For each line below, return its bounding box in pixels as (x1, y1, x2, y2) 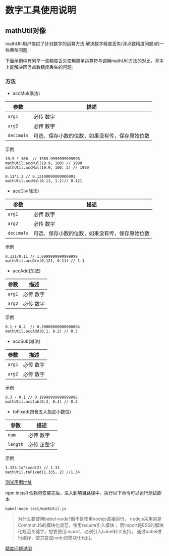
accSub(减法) (12, 338, 41, 344)
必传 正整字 (28, 441, 55, 448)
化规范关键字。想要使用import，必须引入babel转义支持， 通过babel (17, 529, 157, 535)
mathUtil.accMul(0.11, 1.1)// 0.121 (5, 178, 82, 183)
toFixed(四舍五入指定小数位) (12, 409, 72, 415)
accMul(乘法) (12, 90, 40, 97)
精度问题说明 (5, 545, 32, 551)
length (8, 442, 24, 447)
